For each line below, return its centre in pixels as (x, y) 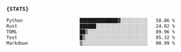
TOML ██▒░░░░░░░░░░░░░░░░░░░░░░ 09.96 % (90, 32)
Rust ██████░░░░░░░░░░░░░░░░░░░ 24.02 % (90, 27)
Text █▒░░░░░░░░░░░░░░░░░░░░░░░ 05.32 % (90, 37)
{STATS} (18, 9)
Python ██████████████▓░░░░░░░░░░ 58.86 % (90, 21)
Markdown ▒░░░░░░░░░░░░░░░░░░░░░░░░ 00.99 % (90, 43)
